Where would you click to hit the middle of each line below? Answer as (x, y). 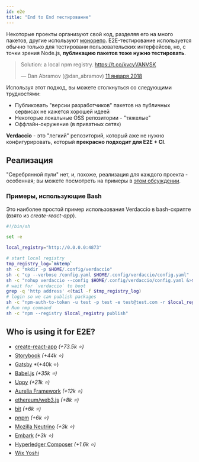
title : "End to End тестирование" (49, 17)
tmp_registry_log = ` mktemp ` (39, 264)
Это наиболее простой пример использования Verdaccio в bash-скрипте (99, 209)
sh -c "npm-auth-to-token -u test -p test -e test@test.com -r (86, 303)
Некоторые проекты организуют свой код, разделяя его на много (90, 34)
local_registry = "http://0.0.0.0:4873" (54, 248)
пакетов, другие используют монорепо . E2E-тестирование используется (99, 40)
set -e (14, 237)
